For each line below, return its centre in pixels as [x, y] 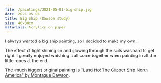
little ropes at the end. [27, 61]
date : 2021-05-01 [22, 14]
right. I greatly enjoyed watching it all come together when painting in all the [80, 55]
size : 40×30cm [19, 23]
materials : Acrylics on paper [36, 28]
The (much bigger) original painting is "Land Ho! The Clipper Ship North [77, 70]
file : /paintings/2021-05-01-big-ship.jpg [48, 9]
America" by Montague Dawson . [37, 75]
